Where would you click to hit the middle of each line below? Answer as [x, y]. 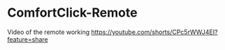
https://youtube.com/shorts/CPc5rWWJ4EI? [154, 32]
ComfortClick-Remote [72, 13]
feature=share [28, 39]
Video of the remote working [49, 32]
